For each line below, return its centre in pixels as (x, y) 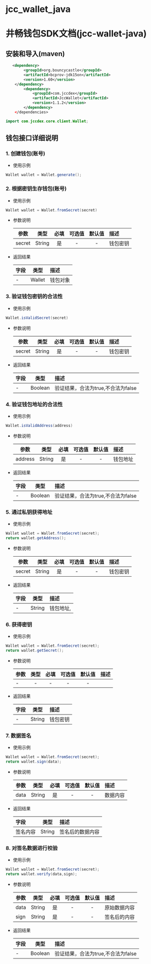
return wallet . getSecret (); (35, 650)
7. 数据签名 (18, 736)
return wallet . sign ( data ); (34, 762)
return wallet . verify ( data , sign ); (42, 874)
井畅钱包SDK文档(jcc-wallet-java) (76, 34)
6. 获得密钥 (19, 624)
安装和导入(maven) (35, 54)
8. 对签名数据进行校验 (32, 848)
